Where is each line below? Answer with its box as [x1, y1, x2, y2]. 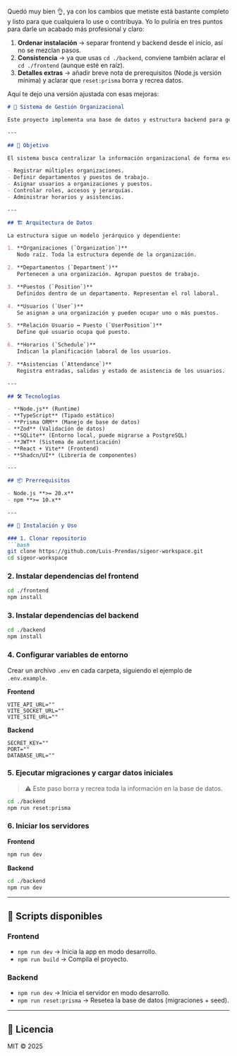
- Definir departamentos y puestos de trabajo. [7, 174, 150, 181]
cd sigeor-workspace [7, 555, 68, 562]
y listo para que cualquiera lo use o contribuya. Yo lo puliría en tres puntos [7, 18, 224, 25]
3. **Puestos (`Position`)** [7, 283, 93, 290]
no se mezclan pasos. [17, 46, 81, 54]
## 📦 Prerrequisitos [7, 477, 71, 485]
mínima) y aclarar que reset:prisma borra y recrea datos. [17, 76, 183, 84]
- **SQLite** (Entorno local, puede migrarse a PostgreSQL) [7, 431, 188, 439]
